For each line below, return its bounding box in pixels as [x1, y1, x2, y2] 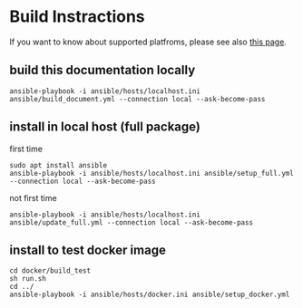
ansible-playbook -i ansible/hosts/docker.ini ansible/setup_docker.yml [9, 290, 290, 300]
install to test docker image [9, 242, 166, 257]
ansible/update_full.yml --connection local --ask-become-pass [9, 217, 254, 227]
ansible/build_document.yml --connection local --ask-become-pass [9, 94, 266, 103]
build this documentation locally [9, 63, 196, 78]
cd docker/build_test [9, 266, 92, 275]
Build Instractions [9, 6, 145, 27]
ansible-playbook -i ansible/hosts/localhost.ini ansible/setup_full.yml [9, 168, 295, 178]
